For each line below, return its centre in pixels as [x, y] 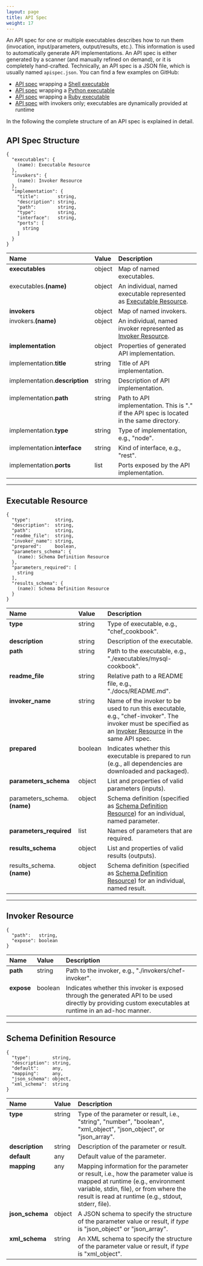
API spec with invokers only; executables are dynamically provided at [101, 103]
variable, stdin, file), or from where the [132, 1189]
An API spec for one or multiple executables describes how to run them [95, 40]
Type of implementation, [153, 431]
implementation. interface [46, 448]
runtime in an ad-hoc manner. [108, 1010]
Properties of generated [152, 346]
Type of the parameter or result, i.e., [129, 1114]
